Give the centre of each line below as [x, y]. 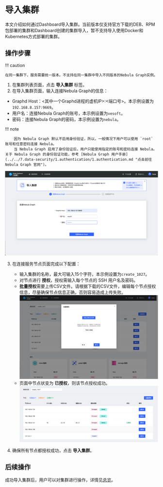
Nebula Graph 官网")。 [27, 165]
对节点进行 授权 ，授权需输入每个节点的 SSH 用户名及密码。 [79, 280]
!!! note [12, 129]
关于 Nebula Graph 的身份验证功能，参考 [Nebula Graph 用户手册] [67, 154]
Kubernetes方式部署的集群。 [33, 36]
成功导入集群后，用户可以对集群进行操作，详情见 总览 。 [60, 480]
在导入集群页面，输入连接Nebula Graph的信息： [60, 91]
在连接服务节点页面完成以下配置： [46, 264]
